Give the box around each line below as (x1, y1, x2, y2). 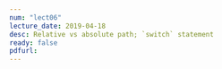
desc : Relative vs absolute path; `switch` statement (9, 30, 215, 39)
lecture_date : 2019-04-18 (9, 22, 106, 30)
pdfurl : (9, 47, 38, 56)
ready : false (9, 38, 58, 47)
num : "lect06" (9, 13, 63, 22)
